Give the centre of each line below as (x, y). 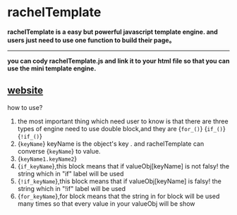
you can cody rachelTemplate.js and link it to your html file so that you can (119, 61)
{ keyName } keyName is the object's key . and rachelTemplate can (111, 143)
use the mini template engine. (52, 68)
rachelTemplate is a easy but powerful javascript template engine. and (113, 32)
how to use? (25, 107)
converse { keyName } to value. (59, 151)
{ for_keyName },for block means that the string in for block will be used (119, 196)
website (25, 91)
